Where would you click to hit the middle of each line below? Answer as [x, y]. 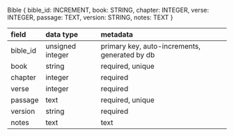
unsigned [61, 46]
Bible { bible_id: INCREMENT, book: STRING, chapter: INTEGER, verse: [108, 10]
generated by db [128, 55]
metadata [117, 34]
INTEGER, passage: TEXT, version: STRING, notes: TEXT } [90, 17]
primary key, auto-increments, [150, 46]
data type [62, 34]
